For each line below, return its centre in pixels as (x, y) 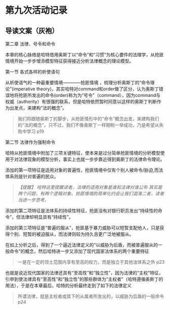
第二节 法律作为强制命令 (30, 142)
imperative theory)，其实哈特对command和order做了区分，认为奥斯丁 (86, 89)
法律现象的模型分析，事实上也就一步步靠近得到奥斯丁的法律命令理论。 (92, 159)
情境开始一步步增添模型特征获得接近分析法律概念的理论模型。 (70, 61)
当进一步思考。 (33, 200)
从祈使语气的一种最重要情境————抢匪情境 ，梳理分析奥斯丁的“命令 (78, 82)
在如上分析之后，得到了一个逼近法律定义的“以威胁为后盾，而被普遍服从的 (82, 245)
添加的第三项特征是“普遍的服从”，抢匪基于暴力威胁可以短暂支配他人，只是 (83, 228)
